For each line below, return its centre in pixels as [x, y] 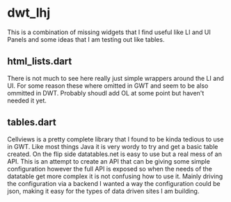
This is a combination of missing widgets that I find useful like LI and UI [109, 32]
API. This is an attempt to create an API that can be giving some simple [109, 161]
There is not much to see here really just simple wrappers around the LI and [115, 78]
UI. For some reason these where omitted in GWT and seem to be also [108, 86]
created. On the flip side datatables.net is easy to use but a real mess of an [115, 154]
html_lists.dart [40, 62]
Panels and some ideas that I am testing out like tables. [86, 39]
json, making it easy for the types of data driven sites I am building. [103, 191]
